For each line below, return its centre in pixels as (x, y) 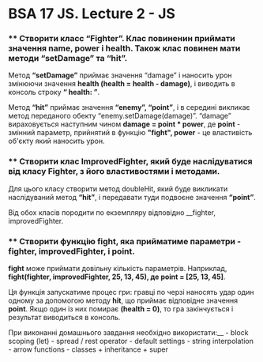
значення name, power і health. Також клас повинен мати (124, 48)
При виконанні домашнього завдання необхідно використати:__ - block (128, 333)
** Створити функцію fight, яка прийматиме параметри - (125, 241)
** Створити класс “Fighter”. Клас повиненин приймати (122, 39)
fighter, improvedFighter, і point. (72, 251)
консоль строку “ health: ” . (54, 92)
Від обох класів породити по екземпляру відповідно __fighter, (112, 212)
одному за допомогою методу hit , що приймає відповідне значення (123, 300)
